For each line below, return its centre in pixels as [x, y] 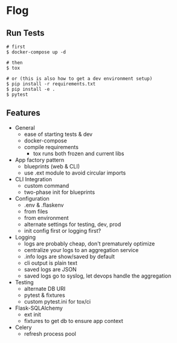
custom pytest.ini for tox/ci [57, 301]
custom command [47, 185]
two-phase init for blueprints [60, 192]
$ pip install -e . [31, 89]
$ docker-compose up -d [36, 52]
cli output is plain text [50, 263]
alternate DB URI [45, 288]
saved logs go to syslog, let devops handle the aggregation [98, 276]
